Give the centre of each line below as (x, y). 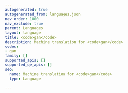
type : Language (25, 79)
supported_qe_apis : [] (29, 65)
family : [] (16, 56)
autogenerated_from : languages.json (43, 14)
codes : (12, 46)
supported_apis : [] (25, 60)
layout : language (23, 33)
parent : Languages (24, 28)
